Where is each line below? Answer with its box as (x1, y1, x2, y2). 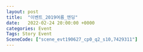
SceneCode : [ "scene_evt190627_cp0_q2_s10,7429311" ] (6, 36, 138, 42)
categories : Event (6, 25, 52, 32)
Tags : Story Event (6, 31, 52, 37)
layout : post (6, 8, 39, 15)
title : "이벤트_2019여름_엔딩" (6, 14, 78, 20)
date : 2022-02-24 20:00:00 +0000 (6, 20, 95, 26)
